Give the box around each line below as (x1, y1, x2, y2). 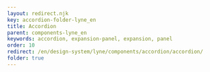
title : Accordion (7, 23, 57, 29)
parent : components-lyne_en (7, 29, 88, 36)
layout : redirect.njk (7, 10, 69, 17)
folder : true (7, 55, 44, 62)
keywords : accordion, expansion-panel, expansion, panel (7, 36, 173, 43)
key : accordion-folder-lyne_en (7, 16, 96, 23)
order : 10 (7, 42, 36, 49)
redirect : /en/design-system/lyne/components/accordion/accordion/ (7, 49, 204, 56)
